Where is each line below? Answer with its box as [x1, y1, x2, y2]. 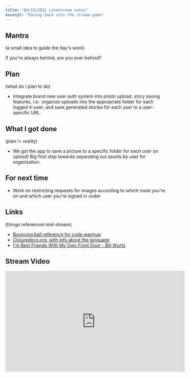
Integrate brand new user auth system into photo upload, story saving [12, 93, 160, 100]
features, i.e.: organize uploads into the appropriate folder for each [12, 98, 154, 105]
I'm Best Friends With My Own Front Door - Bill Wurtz [12, 242, 125, 248]
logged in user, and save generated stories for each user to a [12, 104, 142, 110]
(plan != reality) [5, 138, 38, 144]
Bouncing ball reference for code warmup [12, 231, 101, 237]
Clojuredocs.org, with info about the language [12, 236, 110, 243]
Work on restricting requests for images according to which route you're [12, 187, 165, 193]
